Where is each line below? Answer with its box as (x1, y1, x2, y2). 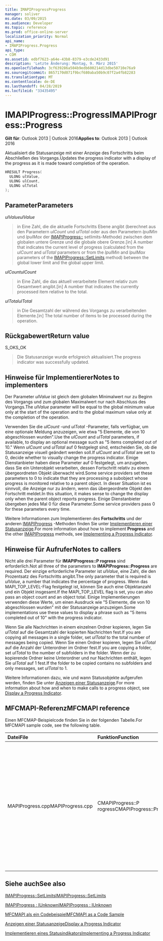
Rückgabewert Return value (5, 332, 90, 340)
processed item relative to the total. (16, 289, 88, 294)
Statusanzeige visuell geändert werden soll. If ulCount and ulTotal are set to (5, 450, 155, 455)
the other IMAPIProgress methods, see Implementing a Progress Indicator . (5, 531, 154, 537)
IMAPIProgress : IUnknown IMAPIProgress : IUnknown (5, 902, 112, 908)
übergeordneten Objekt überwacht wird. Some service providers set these (5, 470, 153, 476)
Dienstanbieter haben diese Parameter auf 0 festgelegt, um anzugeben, (5, 460, 148, 466)
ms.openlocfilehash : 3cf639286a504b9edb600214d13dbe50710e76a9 (5, 66, 136, 71)
